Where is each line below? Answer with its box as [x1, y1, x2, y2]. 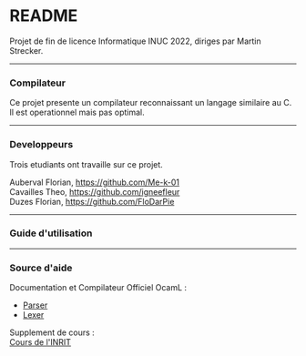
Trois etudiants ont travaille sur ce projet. [9, 158, 164, 169]
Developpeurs [9, 138, 74, 151]
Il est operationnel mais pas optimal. [9, 107, 146, 118]
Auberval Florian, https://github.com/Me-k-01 [9, 177, 180, 188]
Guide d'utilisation [9, 227, 93, 239]
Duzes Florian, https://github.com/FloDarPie [9, 196, 175, 207]
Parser [22, 300, 48, 310]
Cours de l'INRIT [9, 337, 71, 348]
